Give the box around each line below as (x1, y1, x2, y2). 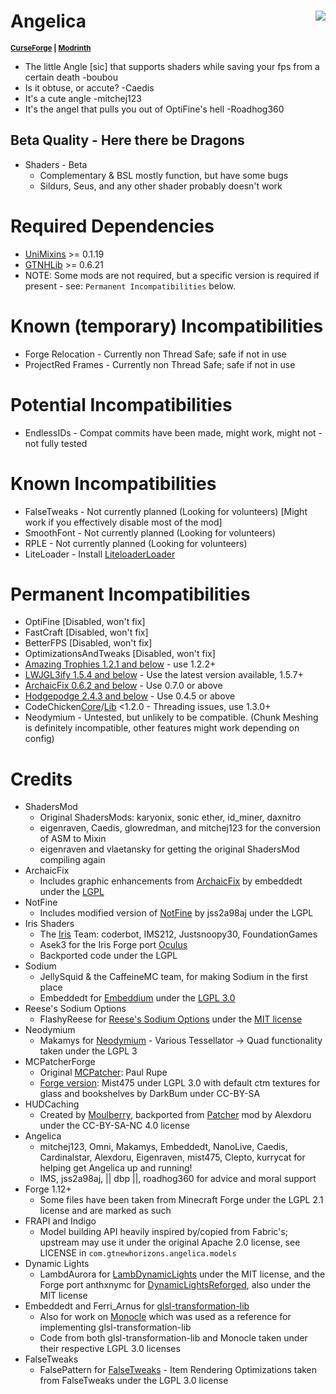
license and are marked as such (39, 1205, 172, 1217)
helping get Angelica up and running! (39, 1162, 193, 1174)
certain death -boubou (24, 71, 119, 83)
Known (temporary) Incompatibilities (10, 315, 324, 337)
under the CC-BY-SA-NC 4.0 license (39, 1120, 191, 1132)
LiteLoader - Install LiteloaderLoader (24, 548, 176, 560)
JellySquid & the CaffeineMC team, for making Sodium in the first (39, 971, 308, 983)
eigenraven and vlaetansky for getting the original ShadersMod (39, 843, 300, 855)
